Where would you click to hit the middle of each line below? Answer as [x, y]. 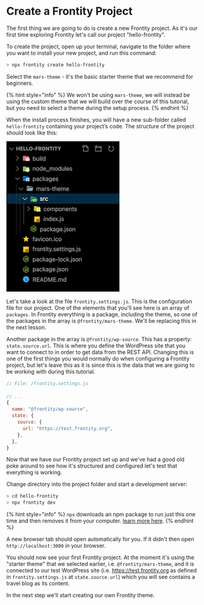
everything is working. [34, 473]
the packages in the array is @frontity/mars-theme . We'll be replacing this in [101, 321]
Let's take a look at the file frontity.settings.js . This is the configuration [99, 301]
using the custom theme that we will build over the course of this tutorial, [98, 101]
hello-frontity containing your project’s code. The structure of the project [100, 126]
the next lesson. [26, 327]
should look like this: [32, 132]
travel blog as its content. [38, 584]
